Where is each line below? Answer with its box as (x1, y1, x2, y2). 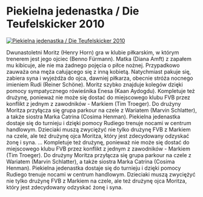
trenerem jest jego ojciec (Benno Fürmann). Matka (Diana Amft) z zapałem (6, 55, 192, 62)
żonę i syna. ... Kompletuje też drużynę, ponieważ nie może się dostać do (6, 138, 190, 146)
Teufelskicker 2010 (6, 17, 105, 31)
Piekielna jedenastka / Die (6, 4, 139, 18)
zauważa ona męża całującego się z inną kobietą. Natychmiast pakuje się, (6, 68, 191, 75)
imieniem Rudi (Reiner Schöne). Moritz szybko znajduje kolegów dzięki (6, 80, 183, 88)
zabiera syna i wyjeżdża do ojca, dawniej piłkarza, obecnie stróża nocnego (6, 74, 193, 82)
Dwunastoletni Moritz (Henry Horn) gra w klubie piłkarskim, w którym (6, 48, 179, 56)
